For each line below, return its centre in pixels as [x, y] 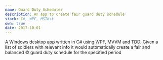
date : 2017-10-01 [23, 28]
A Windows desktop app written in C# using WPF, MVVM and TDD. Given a [81, 42]
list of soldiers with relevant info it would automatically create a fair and [78, 47]
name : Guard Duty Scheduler [34, 10]
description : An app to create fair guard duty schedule [65, 14]
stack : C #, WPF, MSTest [30, 19]
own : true [15, 23]
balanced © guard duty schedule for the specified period [63, 53]
